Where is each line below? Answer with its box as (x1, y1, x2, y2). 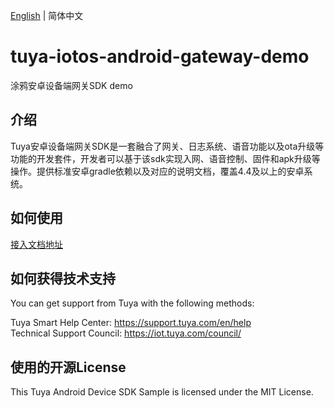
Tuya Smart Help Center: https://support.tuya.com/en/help (10, 317, 252, 329)
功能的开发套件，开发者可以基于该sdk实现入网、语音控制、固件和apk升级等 (10, 152, 321, 164)
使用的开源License (10, 359, 127, 376)
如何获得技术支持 (10, 270, 116, 287)
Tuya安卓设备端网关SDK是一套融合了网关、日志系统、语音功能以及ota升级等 (10, 140, 325, 152)
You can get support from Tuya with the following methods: (10, 297, 255, 309)
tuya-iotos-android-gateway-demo (10, 45, 310, 68)
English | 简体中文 (10, 10, 84, 21)
